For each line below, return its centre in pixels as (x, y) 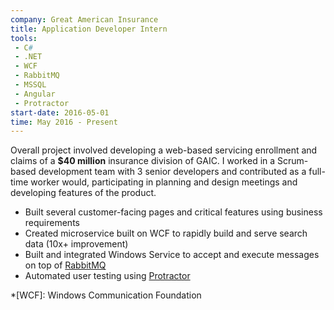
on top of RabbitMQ (65, 265)
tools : (24, 38)
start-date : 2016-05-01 (60, 112)
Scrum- (293, 161)
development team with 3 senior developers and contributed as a (172, 172)
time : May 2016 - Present (64, 122)
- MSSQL (30, 85)
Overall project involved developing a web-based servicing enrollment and (164, 150)
